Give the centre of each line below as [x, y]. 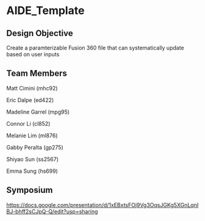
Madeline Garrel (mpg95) [38, 112]
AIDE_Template [45, 11]
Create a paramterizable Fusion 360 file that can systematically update [95, 48]
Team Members [37, 74]
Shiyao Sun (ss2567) [33, 159]
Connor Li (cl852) [28, 123]
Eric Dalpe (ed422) [30, 100]
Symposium [30, 190]
